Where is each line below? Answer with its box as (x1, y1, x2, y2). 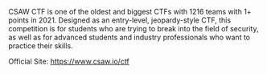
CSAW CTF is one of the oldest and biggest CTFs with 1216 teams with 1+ (8, 7, 252, 16)
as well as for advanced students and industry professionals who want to (8, 32, 251, 42)
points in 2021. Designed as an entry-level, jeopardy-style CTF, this (8, 15, 232, 25)
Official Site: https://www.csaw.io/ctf (8, 56, 130, 66)
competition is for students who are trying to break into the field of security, (8, 24, 259, 33)
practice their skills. (8, 41, 74, 51)
